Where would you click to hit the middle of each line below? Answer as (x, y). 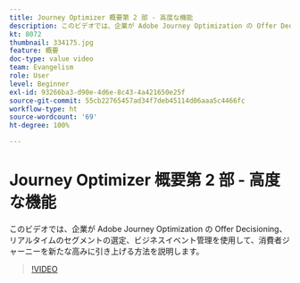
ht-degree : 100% (39, 126)
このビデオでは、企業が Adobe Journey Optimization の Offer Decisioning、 (148, 229)
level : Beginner (39, 84)
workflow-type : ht (43, 109)
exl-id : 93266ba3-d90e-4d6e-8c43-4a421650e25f (97, 92)
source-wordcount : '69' (54, 117)
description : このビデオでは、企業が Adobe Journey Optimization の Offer (143, 26)
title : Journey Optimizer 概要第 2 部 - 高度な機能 (101, 17)
